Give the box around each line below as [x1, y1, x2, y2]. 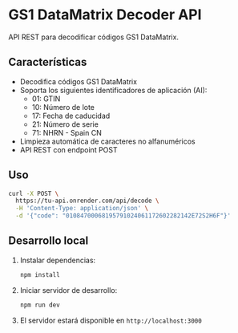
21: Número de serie [31, 119, 99, 129]
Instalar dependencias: [19, 255, 96, 265]
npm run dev [19, 301, 60, 309]
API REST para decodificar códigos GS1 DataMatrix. [8, 32, 179, 42]
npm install [19, 270, 60, 278]
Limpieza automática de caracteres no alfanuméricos [19, 136, 196, 146]
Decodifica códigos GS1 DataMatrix [19, 76, 138, 86]
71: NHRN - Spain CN [31, 128, 102, 137]
